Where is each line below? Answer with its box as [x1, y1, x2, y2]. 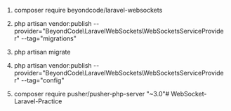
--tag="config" [20, 76, 65, 84]
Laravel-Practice [13, 97, 62, 105]
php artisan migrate [13, 48, 71, 56]
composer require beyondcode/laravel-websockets [13, 6, 163, 14]
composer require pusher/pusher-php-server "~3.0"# [13, 90, 170, 98]
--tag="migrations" [20, 34, 77, 43]
